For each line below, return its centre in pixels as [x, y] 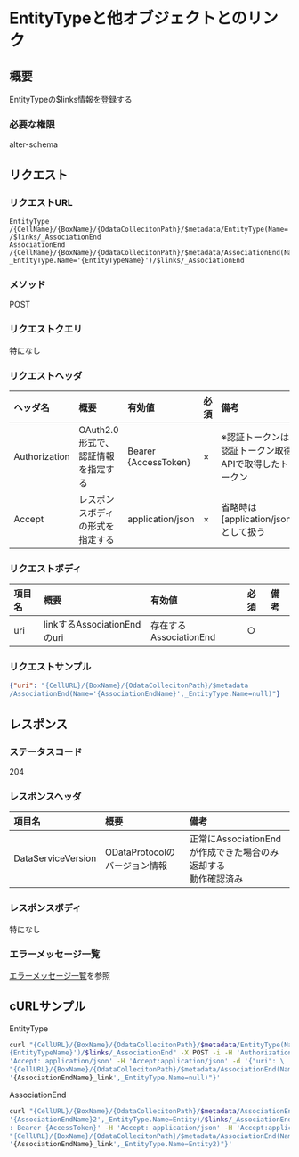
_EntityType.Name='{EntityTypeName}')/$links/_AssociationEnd [127, 260]
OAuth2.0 [99, 430]
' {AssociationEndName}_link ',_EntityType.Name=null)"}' [115, 1078]
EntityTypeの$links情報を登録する [71, 99]
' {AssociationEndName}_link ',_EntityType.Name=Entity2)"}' [121, 1145]
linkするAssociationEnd [92, 625]
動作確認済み [217, 879]
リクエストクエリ [46, 329]
